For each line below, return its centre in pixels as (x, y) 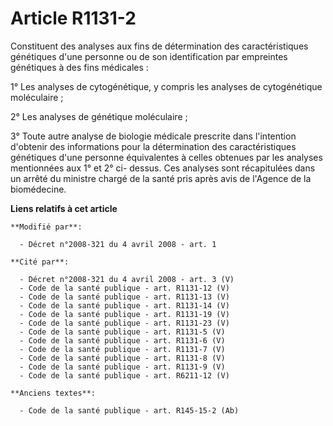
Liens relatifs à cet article (64, 208)
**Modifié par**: (46, 227)
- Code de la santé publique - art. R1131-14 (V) (124, 305)
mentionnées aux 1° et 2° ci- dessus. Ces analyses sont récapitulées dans (163, 168)
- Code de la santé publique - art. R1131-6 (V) (122, 340)
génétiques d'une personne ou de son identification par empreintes (149, 56)
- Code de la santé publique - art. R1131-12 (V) (124, 288)
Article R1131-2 (73, 18)
